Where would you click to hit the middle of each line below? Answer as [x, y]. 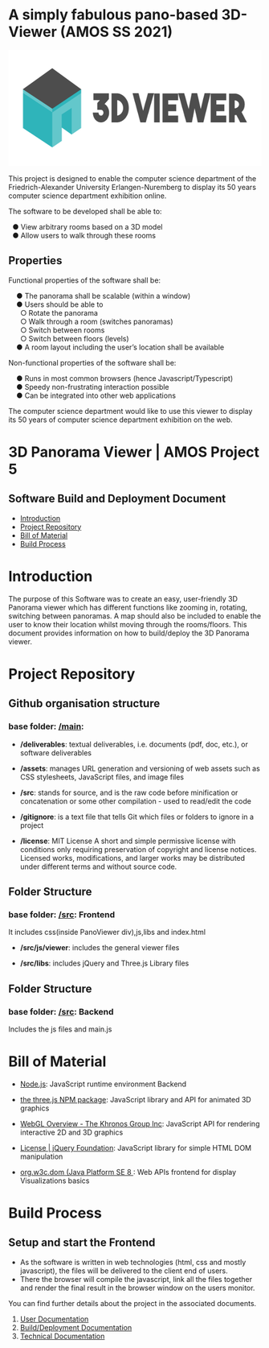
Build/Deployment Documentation [76, 1327]
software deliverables [56, 753]
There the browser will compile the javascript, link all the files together [136, 1279]
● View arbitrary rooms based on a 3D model [87, 226]
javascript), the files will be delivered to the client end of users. [124, 1271]
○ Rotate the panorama [59, 312]
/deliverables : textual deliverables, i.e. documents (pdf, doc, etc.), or [134, 744]
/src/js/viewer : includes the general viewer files [100, 948]
